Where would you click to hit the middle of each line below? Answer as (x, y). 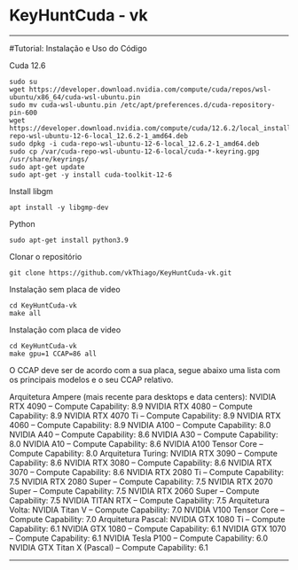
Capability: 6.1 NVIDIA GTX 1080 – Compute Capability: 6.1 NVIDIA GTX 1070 (148, 528)
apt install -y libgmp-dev (59, 207)
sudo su (24, 82)
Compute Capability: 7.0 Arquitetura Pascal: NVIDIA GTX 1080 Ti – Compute (147, 519)
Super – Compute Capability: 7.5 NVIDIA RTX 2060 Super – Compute (134, 491)
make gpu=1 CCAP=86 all (53, 354)
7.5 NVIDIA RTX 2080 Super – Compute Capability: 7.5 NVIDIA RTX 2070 (141, 481)
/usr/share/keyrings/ (49, 159)
